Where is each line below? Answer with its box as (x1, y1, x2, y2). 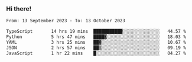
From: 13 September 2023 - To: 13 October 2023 (6, 18, 126, 24)
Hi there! (6, 5, 32, 13)
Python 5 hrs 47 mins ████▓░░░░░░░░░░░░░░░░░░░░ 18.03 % (6, 34, 186, 40)
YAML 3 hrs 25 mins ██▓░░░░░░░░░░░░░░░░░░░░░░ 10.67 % (6, 39, 186, 45)
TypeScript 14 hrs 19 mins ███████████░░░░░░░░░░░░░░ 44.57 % (6, 29, 186, 35)
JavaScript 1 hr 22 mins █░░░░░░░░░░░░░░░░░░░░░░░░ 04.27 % (6, 50, 186, 56)
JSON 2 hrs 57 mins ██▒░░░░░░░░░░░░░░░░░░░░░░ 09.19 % (6, 44, 186, 51)
